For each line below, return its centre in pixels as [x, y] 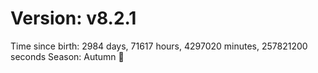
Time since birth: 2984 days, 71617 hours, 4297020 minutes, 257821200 [159, 46]
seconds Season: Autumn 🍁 [67, 56]
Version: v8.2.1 [73, 18]
